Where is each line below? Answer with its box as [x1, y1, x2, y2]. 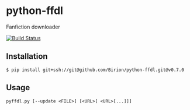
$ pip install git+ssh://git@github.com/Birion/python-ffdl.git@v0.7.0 [6, 67, 184, 73]
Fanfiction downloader [6, 23, 60, 30]
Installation [6, 51, 48, 62]
